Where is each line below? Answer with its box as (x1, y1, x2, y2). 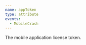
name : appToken (5, 7, 37, 12)
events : (5, 16, 21, 21)
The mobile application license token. (5, 35, 82, 41)
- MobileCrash (9, 21, 39, 26)
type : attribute (5, 12, 39, 17)
